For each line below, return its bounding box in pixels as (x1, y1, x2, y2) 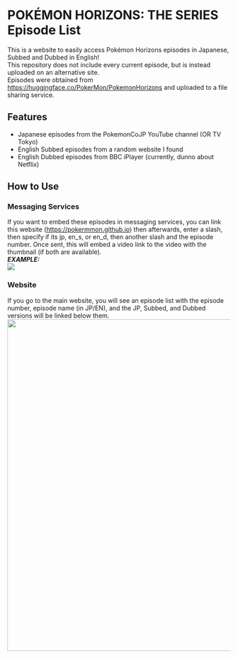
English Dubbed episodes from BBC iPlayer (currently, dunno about (17, 152, 215, 161)
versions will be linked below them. (7, 311, 110, 320)
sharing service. (7, 91, 55, 99)
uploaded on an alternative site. (7, 68, 100, 76)
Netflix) (17, 160, 40, 168)
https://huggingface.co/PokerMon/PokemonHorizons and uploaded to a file (7, 83, 228, 91)
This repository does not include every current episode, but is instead (7, 60, 211, 69)
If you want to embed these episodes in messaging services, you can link (7, 218, 222, 226)
